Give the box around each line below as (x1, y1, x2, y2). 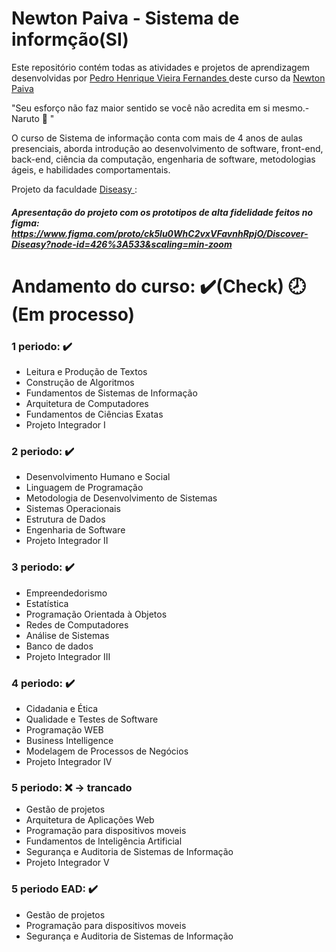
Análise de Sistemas (25, 629, 110, 641)
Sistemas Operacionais (25, 503, 121, 515)
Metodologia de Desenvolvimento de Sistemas (25, 492, 218, 504)
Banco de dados (25, 640, 94, 652)
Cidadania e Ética (25, 702, 99, 714)
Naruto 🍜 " (11, 112, 55, 124)
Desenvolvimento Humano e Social (25, 471, 171, 483)
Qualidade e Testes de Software (25, 713, 159, 725)
